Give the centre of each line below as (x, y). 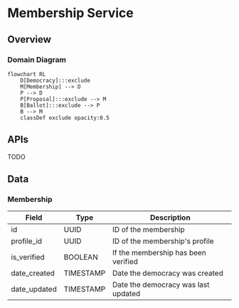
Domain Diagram (37, 60)
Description (170, 218)
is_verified (28, 257)
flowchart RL (27, 74)
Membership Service (70, 13)
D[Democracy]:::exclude (55, 80)
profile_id (27, 241)
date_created (33, 273)
